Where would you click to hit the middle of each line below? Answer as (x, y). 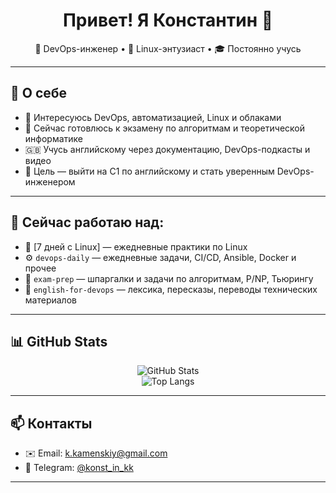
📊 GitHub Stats (59, 341)
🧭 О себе (39, 93)
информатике (53, 138)
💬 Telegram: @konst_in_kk (79, 468)
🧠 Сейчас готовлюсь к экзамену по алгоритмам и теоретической (164, 128)
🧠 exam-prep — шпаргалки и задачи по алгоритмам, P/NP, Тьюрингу (169, 278)
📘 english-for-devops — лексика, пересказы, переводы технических (171, 289)
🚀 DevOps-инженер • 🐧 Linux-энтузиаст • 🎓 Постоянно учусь (168, 48)
